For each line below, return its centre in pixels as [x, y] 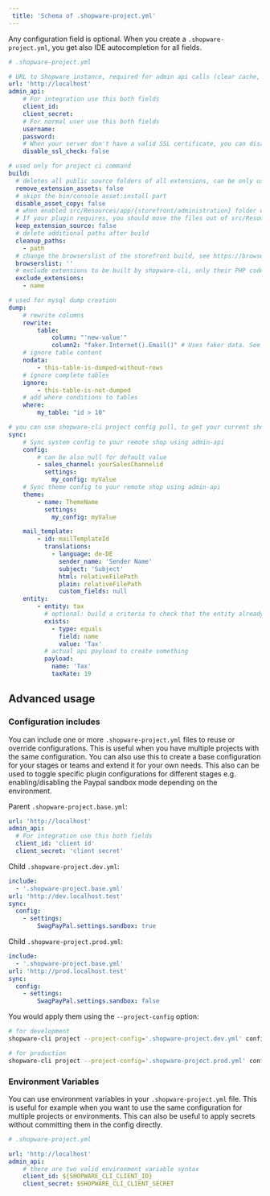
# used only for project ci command [70, 166]
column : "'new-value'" [89, 338]
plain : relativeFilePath [100, 584]
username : [39, 129]
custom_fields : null [93, 592]
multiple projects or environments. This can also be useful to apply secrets [132, 1115]
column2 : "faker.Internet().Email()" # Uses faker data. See [156, 346]
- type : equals [77, 629]
